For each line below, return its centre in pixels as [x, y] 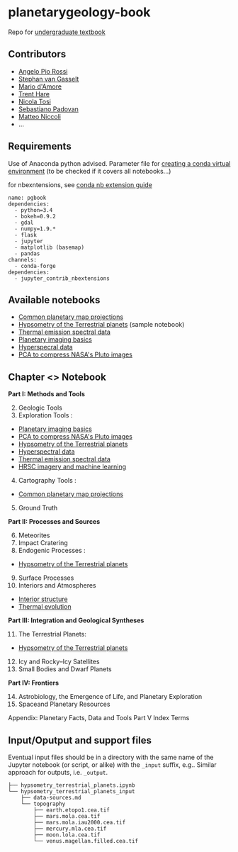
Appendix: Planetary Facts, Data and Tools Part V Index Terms [99, 718]
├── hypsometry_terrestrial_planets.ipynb [72, 785]
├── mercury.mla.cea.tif [70, 829]
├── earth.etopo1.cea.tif [72, 810]
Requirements [40, 146]
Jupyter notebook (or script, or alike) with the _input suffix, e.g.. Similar [112, 765]
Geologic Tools [40, 408]
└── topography [43, 804]
